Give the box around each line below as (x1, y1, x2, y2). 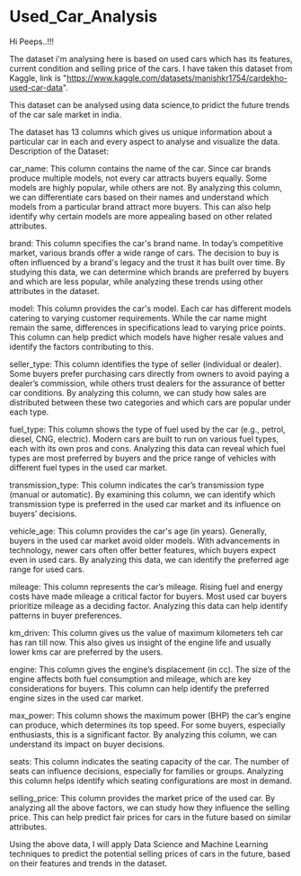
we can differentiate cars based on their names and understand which (9, 192, 270, 202)
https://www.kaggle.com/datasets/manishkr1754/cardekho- (66, 72, 288, 83)
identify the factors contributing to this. (9, 341, 155, 352)
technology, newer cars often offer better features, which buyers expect (9, 544, 277, 555)
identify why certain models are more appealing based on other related (9, 210, 272, 221)
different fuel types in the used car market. (9, 461, 168, 473)
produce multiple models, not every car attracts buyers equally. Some (9, 173, 268, 183)
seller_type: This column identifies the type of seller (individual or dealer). (9, 358, 282, 370)
